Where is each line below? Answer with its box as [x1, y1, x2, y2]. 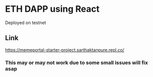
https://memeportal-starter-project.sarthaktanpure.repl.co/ [5, 47, 124, 52]
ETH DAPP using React [5, 3, 100, 15]
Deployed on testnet [5, 20, 46, 26]
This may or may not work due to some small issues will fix [5, 59, 149, 66]
